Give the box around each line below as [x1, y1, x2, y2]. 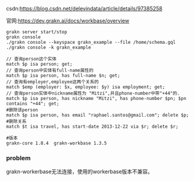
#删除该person [6, 107, 38, 113]
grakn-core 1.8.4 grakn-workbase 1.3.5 [6, 140, 108, 146]
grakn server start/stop [6, 29, 67, 35]
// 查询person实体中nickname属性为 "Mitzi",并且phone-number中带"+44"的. [6, 90, 180, 96]
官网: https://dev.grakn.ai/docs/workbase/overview [6, 17, 130, 24]
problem [6, 154, 31, 162]
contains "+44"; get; [6, 101, 60, 106]
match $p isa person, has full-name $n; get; [6, 73, 120, 79]
